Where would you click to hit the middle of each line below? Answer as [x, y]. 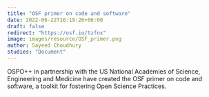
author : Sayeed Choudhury [44, 45]
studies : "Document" [37, 52]
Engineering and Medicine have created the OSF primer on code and [105, 78]
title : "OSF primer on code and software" [69, 13]
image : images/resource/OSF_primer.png [64, 39]
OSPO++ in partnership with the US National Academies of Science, [104, 71]
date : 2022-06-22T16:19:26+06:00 [55, 20]
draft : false [26, 26]
